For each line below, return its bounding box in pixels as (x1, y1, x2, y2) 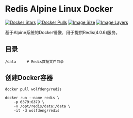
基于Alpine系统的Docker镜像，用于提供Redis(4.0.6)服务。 (5, 29, 120, 35)
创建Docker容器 (5, 74, 53, 82)
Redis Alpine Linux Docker (5, 3, 113, 15)
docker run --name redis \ (5, 95, 60, 100)
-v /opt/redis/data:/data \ (14, 103, 70, 109)
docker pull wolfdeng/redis (5, 86, 62, 92)
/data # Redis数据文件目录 (5, 59, 64, 64)
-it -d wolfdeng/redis (14, 108, 60, 113)
